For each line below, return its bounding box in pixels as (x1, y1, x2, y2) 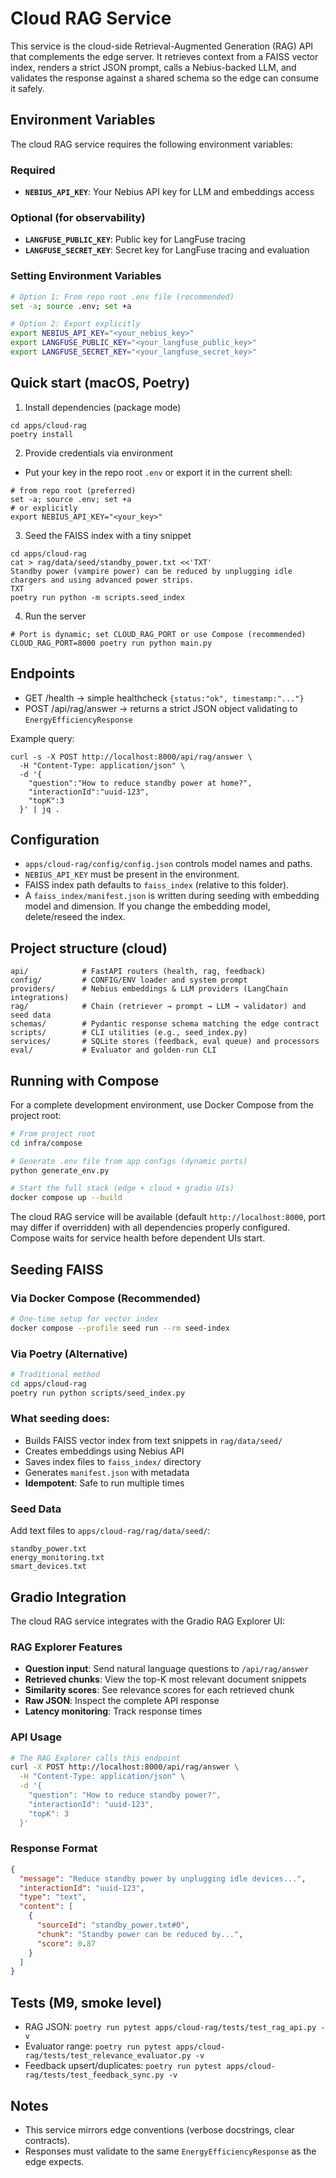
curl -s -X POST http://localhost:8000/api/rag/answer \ (10, 752, 253, 762)
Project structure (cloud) (10, 940, 168, 957)
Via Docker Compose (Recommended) (10, 1291, 201, 1305)
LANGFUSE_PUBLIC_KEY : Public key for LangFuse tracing (24, 233, 246, 246)
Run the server (24, 610, 87, 622)
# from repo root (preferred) (10, 485, 137, 496)
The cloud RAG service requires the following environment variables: (10, 138, 293, 150)
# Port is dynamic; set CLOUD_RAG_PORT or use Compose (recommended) (10, 629, 307, 639)
